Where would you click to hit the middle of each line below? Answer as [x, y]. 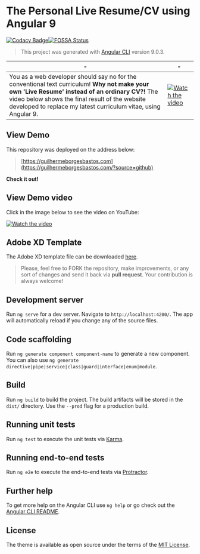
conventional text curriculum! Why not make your [79, 84]
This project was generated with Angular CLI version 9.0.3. [93, 51]
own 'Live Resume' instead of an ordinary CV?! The [84, 91]
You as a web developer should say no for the [73, 76]
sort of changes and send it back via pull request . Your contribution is [107, 275]
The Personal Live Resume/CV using [98, 11]
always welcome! [42, 281]
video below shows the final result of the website [77, 99]
